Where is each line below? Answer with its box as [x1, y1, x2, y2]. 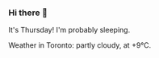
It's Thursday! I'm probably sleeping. [8, 25, 131, 35]
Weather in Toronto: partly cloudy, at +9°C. [8, 41, 152, 50]
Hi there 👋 [8, 7, 48, 18]
